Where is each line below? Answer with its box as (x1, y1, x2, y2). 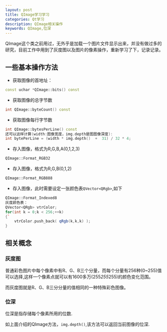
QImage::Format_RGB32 (5, 156, 51, 161)
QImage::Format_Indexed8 (5, 196, 57, 201)
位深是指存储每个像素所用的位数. (5, 310, 73, 317)
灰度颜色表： (5, 200, 28, 205)
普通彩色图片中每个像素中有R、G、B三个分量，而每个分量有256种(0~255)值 (5, 267, 162, 273)
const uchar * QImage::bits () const (5, 87, 80, 92)
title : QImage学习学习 (5, 12, 50, 17)
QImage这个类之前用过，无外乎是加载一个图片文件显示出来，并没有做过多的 (5, 41, 162, 47)
